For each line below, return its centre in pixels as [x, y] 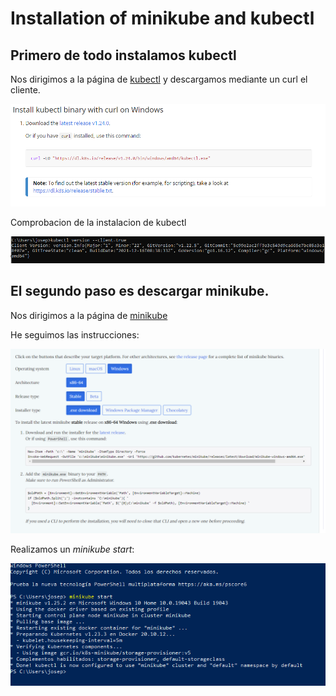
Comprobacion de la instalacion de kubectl [98, 222]
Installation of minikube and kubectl [162, 18]
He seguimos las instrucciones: [75, 334]
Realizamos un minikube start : [72, 549]
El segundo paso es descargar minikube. [140, 291]
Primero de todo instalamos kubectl [123, 55]
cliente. [25, 90]
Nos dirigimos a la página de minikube [89, 315]
